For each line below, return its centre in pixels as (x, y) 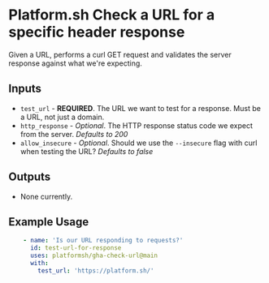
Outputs (30, 177)
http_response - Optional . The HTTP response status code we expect (137, 125)
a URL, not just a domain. (62, 117)
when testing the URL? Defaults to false (87, 151)
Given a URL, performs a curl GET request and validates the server (120, 54)
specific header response (97, 32)
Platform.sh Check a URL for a (112, 15)
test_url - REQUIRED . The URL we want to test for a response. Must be (141, 108)
